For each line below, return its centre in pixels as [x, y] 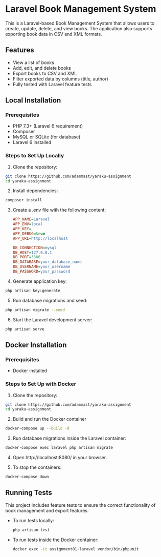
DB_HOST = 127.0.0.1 [32, 252]
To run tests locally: [33, 520]
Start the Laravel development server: [52, 319]
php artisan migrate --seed [35, 310]
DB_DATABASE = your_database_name [47, 262]
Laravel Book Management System [81, 9]
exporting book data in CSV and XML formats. [54, 34]
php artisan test [31, 530]
